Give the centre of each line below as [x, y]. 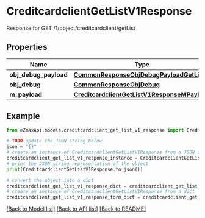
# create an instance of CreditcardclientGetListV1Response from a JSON [101, 153]
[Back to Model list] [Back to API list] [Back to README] [76, 209]
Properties [27, 47]
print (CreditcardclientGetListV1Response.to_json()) [75, 169]
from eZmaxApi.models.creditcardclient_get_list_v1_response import [95, 130]
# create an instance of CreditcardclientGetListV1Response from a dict [101, 192]
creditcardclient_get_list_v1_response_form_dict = [73, 197]
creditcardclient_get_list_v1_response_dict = [67, 186]
